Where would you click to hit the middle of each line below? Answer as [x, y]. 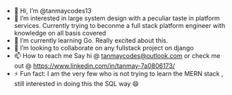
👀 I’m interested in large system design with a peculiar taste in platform [117, 18]
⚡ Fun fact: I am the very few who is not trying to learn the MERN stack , [118, 74]
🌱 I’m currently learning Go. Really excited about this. [91, 41]
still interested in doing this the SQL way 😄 [77, 83]
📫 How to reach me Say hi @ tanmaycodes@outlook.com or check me [117, 56]
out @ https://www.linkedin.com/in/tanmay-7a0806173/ [94, 66]
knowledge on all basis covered [60, 33]
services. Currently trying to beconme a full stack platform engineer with [120, 25]
